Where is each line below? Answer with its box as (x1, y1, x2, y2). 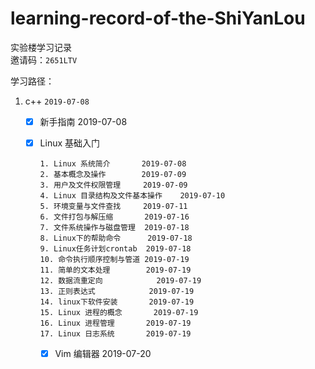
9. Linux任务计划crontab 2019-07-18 (39, 244, 192, 254)
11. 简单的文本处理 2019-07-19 (39, 265, 192, 276)
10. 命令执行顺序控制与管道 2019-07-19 (39, 255, 190, 265)
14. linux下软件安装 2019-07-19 (39, 297, 195, 307)
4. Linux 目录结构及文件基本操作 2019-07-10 (39, 191, 226, 201)
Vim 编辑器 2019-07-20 (54, 348, 152, 360)
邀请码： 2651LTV (10, 53, 78, 66)
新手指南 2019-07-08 (39, 115, 128, 127)
